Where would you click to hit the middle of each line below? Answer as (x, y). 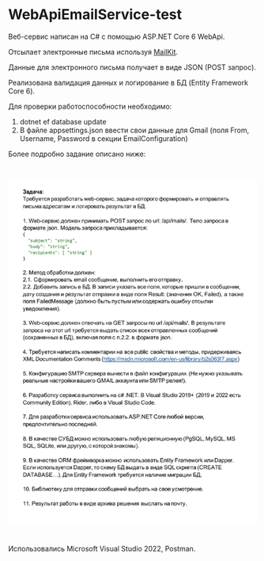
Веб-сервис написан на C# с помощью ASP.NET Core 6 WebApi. (117, 36)
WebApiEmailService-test (95, 15)
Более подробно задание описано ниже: (77, 154)
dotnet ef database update (63, 121)
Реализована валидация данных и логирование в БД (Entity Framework (128, 82)
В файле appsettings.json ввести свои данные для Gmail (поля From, (134, 130)
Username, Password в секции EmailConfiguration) (104, 138)
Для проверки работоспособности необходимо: (90, 106)
